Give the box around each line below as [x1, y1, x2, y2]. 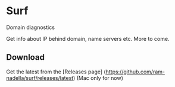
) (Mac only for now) [73, 74, 123, 81]
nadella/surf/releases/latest [6, 74, 74, 81]
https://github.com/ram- [105, 68, 165, 75]
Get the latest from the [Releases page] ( [6, 68, 106, 75]
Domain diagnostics [6, 24, 55, 31]
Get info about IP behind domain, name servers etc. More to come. [6, 35, 170, 42]
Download [6, 52, 45, 63]
